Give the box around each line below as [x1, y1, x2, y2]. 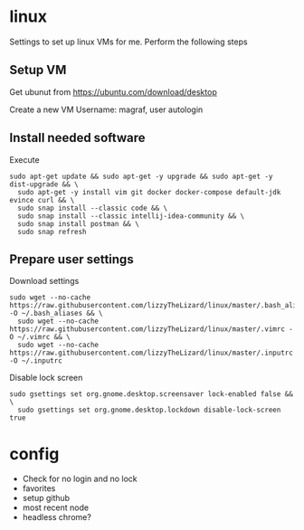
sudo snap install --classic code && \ [17, 203, 168, 213]
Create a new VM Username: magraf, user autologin [9, 104, 204, 115]
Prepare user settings [9, 251, 134, 267]
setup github [22, 493, 71, 504]
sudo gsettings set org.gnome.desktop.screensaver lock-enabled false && [9, 390, 294, 399]
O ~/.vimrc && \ [9, 333, 71, 342]
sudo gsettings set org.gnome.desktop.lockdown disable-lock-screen [17, 405, 281, 415]
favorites [22, 483, 56, 494]
